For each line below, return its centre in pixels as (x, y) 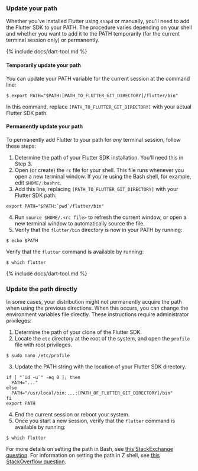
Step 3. (23, 164)
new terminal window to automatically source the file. (79, 223)
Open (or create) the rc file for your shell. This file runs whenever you (99, 170)
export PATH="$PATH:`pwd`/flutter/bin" (55, 206)
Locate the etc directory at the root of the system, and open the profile (102, 338)
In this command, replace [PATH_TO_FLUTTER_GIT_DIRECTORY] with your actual (99, 106)
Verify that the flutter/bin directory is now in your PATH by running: (98, 230)
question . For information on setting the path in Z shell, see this (83, 455)
